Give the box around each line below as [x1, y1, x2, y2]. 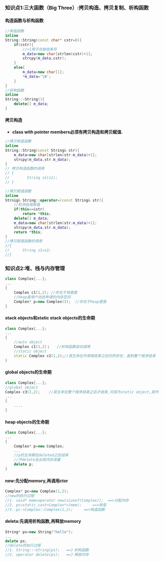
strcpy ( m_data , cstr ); [22, 56, 67, 61]
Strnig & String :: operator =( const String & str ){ [5, 197, 104, 203]
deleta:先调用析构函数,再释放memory [5, 518, 82, 524]
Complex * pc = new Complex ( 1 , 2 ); [5, 489, 69, 494]
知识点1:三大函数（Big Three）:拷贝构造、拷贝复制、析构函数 [5, 4, 149, 11]
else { [14, 65, 25, 70]
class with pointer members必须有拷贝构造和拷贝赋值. [12, 129, 123, 135]
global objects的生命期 [5, 369, 52, 375]
